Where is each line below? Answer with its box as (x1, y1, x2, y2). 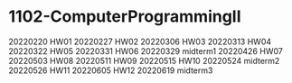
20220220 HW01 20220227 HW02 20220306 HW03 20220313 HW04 (8, 36, 272, 47)
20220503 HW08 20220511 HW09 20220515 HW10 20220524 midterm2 (8, 55, 280, 66)
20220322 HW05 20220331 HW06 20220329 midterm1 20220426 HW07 (8, 45, 284, 56)
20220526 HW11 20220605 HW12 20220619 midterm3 (8, 65, 213, 76)
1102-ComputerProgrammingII (8, 6, 241, 27)
